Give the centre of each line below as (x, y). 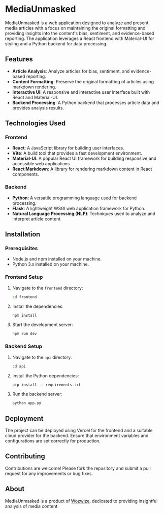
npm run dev (24, 334)
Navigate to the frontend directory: (48, 288)
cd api (19, 366)
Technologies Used (35, 124)
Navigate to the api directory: (42, 357)
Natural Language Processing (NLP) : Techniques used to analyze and (84, 214)
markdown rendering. (34, 87)
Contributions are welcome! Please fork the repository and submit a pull (78, 468)
